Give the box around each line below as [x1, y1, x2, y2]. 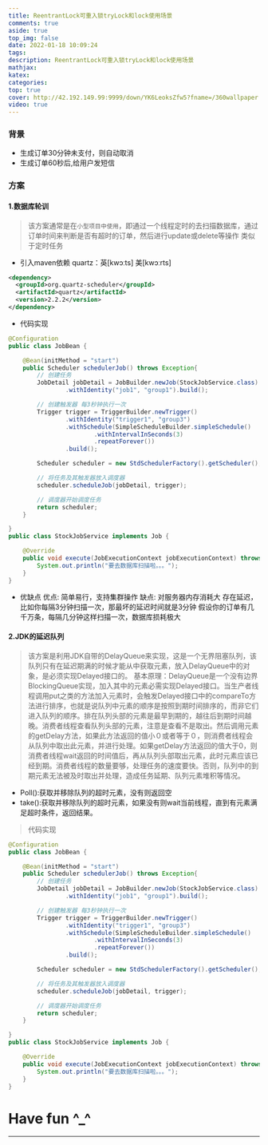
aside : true [8, 26, 48, 34]
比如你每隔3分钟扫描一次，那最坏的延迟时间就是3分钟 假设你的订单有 [19, 602, 248, 612]
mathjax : [8, 64, 37, 72]
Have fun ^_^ [8, 1109, 92, 1127]
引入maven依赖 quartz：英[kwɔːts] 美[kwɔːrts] [19, 257, 171, 267]
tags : [8, 49, 26, 57]
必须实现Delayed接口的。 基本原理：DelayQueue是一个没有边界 [49, 671, 258, 680]
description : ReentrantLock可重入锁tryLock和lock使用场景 [8, 57, 194, 65]
